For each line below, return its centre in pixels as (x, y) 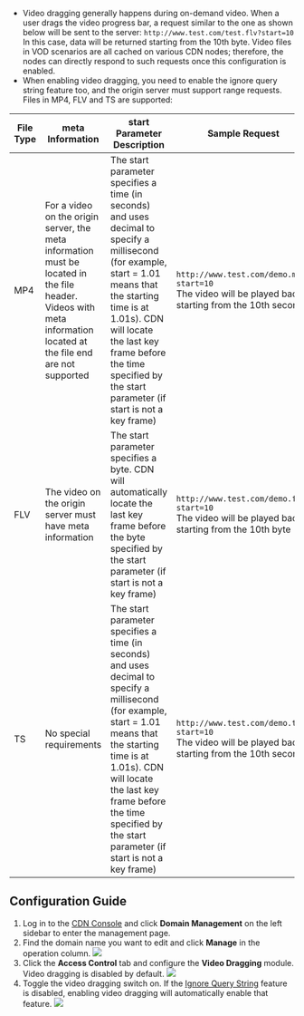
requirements (73, 745)
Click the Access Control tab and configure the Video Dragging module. (158, 963)
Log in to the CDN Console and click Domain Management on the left (152, 923)
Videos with (70, 307)
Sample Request (243, 133)
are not (60, 364)
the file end (69, 353)
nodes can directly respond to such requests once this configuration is (154, 61)
